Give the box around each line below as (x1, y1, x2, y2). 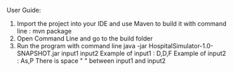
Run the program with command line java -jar (16, 42, 148, 50)
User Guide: (6, 6, 41, 14)
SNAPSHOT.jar (16, 49, 60, 57)
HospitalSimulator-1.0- (149, 42, 213, 50)
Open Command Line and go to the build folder (16, 34, 153, 43)
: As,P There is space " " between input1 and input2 (16, 57, 166, 65)
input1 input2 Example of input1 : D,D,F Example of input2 (61, 49, 227, 57)
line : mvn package (16, 27, 72, 35)
